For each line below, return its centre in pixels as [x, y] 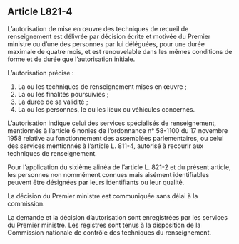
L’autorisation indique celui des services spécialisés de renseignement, [112, 123]
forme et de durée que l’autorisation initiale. [71, 59]
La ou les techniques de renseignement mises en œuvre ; [102, 86]
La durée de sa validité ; [53, 102]
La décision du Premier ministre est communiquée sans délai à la [103, 196]
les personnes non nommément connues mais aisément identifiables [108, 174]
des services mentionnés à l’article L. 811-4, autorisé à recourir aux [106, 146]
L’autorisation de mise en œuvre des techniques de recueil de [98, 28]
